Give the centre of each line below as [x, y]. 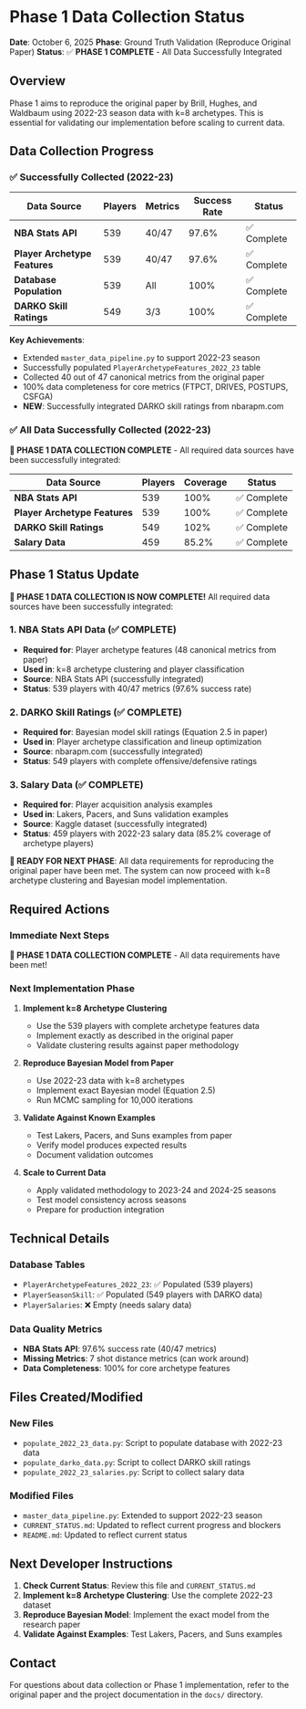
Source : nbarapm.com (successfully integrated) [112, 751]
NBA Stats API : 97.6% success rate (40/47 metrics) [119, 1349]
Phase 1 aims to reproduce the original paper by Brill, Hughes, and [133, 103]
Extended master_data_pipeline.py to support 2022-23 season [141, 358]
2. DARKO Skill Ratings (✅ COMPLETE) [96, 712]
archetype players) [58, 844]
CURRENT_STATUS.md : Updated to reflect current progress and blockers [152, 1526]
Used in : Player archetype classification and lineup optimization [142, 742]
